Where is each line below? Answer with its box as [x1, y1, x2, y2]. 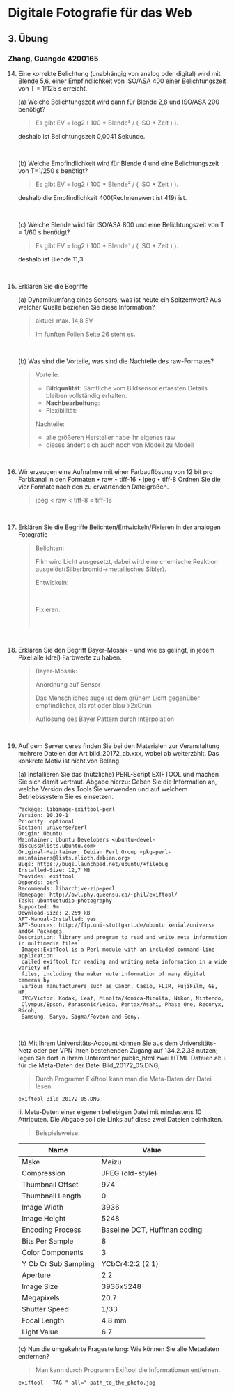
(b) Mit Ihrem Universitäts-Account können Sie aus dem [17, 1039, 178, 1047]
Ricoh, [17, 1007, 38, 1014]
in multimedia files [17, 940, 78, 947]
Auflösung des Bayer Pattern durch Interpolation [35, 715, 175, 723]
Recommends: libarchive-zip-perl [17, 885, 116, 892]
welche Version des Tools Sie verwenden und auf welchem [17, 784, 188, 793]
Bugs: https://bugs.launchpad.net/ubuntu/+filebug [17, 860, 169, 867]
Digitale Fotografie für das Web [8, 5, 192, 21]
